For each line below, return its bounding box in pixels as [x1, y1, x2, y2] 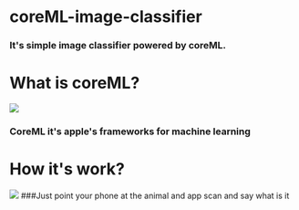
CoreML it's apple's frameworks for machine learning [9, 125, 251, 138]
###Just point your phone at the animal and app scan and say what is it [20, 190, 290, 201]
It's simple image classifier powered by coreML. [9, 39, 226, 52]
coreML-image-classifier [9, 6, 202, 27]
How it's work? [9, 159, 125, 180]
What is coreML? [9, 73, 140, 93]
